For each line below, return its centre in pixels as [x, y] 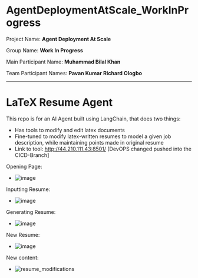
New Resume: [23, 235]
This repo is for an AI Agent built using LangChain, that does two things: [93, 119]
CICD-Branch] [32, 155]
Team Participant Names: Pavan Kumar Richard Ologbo [74, 73]
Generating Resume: [31, 212]
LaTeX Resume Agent [60, 103]
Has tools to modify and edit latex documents [70, 130]
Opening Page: [24, 166]
